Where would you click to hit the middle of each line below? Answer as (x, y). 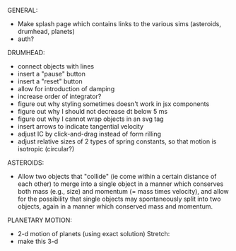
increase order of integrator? (59, 96)
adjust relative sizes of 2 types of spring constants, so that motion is (117, 141)
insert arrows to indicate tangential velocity (80, 126)
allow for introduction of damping (66, 89)
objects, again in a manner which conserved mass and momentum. (115, 206)
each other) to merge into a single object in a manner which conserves (120, 184)
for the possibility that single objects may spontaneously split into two (119, 199)
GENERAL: (23, 10)
